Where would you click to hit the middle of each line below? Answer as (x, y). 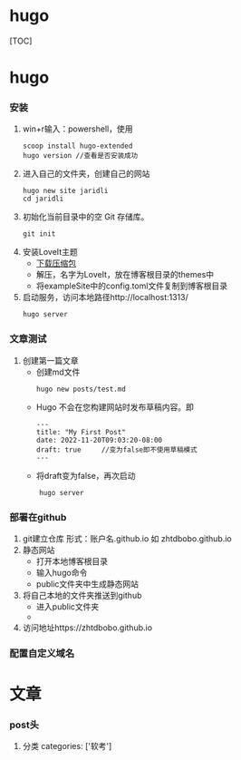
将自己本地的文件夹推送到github (82, 596)
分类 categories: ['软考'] (67, 746)
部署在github (38, 517)
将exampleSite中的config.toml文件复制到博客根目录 (132, 286)
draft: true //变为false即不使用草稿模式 (116, 450)
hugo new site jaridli (65, 191)
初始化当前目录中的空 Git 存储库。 (86, 217)
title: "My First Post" (81, 432)
